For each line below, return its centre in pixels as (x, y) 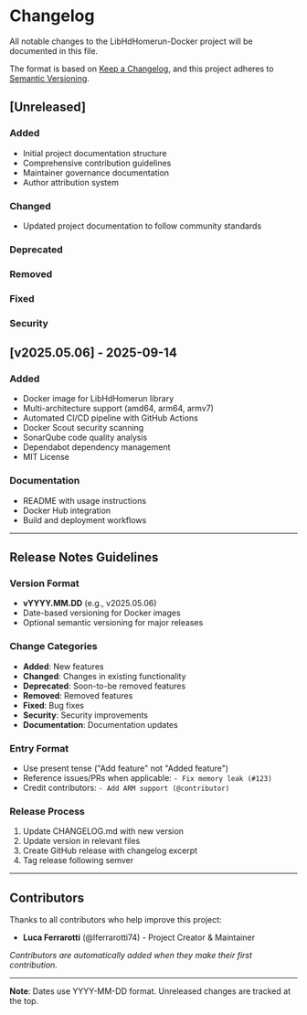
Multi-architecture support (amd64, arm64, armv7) (118, 409)
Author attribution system (70, 182)
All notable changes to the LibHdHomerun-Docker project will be (131, 41)
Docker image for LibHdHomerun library (98, 399)
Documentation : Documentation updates (100, 724)
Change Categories (53, 646)
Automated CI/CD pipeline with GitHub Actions (110, 418)
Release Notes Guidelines (84, 557)
